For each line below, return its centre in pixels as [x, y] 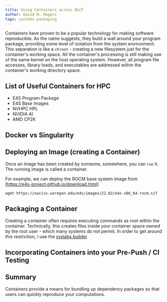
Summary [21, 277]
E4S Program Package [35, 98]
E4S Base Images [30, 103]
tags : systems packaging [31, 19]
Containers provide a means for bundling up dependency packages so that [82, 289]
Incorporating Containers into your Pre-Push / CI [82, 252]
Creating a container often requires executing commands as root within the [82, 221]
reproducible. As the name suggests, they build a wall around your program [83, 38]
